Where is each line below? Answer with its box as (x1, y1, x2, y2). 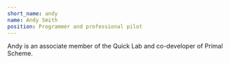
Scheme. (7, 49, 33, 57)
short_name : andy (7, 10, 58, 17)
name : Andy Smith (7, 17, 58, 24)
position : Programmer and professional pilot (7, 23, 142, 30)
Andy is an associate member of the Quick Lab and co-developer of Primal (7, 42, 223, 51)
